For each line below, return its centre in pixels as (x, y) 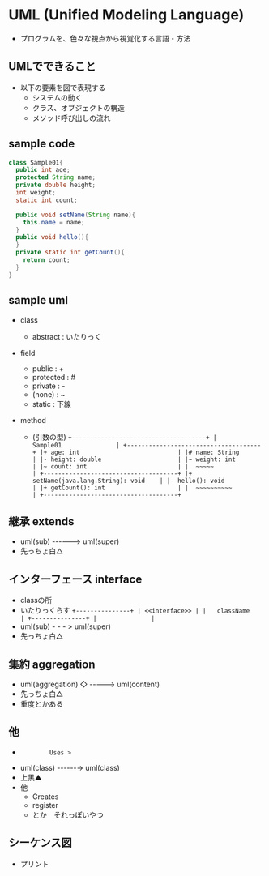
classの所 (36, 600)
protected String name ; (56, 177)
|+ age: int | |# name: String (139, 452)
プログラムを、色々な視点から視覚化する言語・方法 (105, 38)
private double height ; (56, 185)
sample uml (38, 300)
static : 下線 (51, 404)
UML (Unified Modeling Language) (126, 15)
